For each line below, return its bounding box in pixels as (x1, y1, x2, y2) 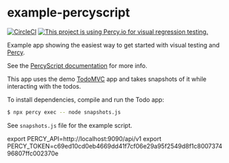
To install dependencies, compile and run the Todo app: (7, 95, 165, 104)
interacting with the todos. (7, 82, 81, 90)
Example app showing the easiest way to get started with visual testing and (7, 41, 220, 49)
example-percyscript (7, 5, 130, 21)
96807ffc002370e (7, 149, 59, 157)
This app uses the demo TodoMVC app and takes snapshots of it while (7, 74, 207, 83)
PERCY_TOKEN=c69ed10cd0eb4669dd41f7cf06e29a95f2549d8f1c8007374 (7, 142, 223, 150)
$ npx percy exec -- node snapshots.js (7, 109, 121, 116)
